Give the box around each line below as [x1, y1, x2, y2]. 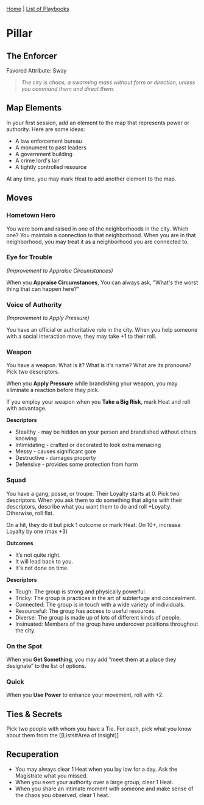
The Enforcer [6, 51, 57, 61]
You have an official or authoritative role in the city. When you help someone [6, 326, 198, 334]
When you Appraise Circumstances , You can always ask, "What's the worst [6, 279, 199, 286]
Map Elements [6, 103, 62, 113]
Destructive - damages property [15, 454, 96, 462]
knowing [15, 435, 37, 442]
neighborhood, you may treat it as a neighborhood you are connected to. [6, 238, 189, 245]
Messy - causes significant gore [15, 448, 96, 455]
